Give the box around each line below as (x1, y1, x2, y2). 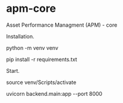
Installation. (6, 33, 34, 40)
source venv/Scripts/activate (6, 79, 77, 86)
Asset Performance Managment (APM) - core (6, 21, 118, 28)
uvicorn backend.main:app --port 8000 (6, 90, 103, 97)
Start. (6, 67, 20, 74)
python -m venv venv (6, 44, 58, 51)
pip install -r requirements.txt (6, 56, 77, 63)
